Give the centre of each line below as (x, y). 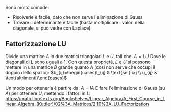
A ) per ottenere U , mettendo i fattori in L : (48, 93)
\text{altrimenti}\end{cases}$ (36, 78)
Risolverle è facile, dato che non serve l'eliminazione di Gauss (78, 17)
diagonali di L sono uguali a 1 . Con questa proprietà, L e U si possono (78, 62)
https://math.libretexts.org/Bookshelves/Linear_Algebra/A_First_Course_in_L (86, 98)
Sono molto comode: (27, 7)
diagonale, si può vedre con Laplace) (52, 28)
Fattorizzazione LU (36, 44)
